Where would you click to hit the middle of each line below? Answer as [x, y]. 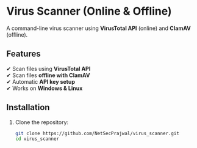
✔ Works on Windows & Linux [45, 88]
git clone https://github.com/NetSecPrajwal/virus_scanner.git [97, 133]
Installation [28, 107]
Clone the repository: [42, 122]
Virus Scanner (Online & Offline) [89, 11]
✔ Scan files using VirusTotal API [48, 68]
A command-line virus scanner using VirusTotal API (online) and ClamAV [99, 28]
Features [23, 54]
